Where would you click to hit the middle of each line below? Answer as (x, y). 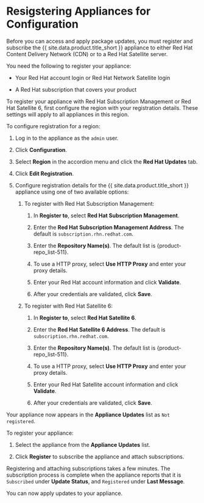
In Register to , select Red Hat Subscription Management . (106, 215)
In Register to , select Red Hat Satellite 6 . (85, 317)
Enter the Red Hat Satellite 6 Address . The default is (99, 329)
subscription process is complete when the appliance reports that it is (94, 475)
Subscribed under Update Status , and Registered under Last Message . (96, 481)
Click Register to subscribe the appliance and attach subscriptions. (100, 457)
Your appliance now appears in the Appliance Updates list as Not (88, 414)
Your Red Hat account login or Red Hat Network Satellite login (93, 78)
